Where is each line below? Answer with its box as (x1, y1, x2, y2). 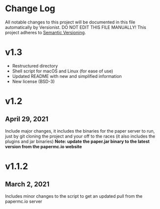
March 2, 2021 (5, 180, 50, 188)
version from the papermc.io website (5, 143, 82, 149)
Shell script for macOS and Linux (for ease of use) (12, 68, 114, 74)
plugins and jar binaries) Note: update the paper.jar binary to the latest (5, 138, 150, 144)
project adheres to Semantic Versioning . (5, 29, 86, 35)
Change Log (5, 3, 55, 14)
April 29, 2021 (5, 115, 49, 123)
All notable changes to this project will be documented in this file (5, 19, 136, 25)
